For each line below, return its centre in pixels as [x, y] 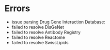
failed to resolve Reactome [38, 37]
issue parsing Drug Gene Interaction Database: [58, 22]
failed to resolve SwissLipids [40, 42]
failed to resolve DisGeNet [38, 27]
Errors [17, 8]
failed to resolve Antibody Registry [46, 32]
